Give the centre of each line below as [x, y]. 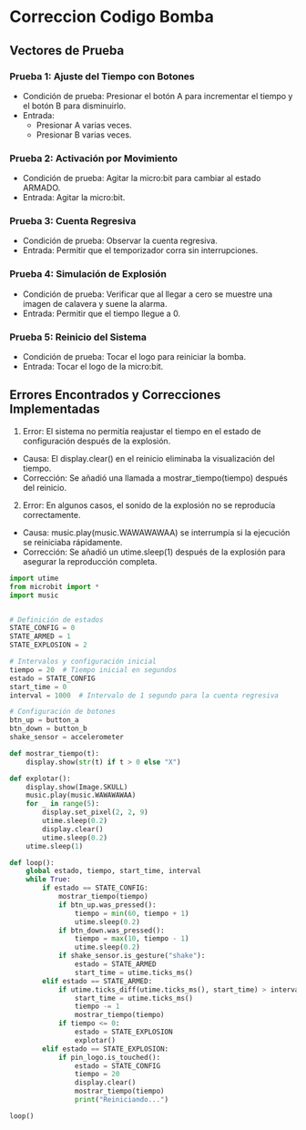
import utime [34, 578]
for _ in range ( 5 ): [63, 804]
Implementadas [55, 409]
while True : [48, 880]
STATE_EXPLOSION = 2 [49, 645]
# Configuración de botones [63, 712]
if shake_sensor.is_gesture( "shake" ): [132, 956]
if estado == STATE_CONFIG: [95, 888]
